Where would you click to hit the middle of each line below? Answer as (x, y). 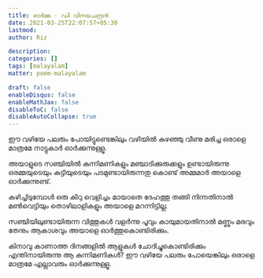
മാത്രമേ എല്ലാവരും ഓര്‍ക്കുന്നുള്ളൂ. (60, 264)
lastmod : (22, 30)
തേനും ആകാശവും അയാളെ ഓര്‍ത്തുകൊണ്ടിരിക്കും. (89, 230)
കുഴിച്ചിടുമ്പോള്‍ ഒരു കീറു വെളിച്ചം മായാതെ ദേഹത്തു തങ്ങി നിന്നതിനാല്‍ (121, 197)
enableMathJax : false (44, 102)
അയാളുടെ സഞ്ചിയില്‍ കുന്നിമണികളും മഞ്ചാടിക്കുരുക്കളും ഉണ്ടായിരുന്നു (119, 164)
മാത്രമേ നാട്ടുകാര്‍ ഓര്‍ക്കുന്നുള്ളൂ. (58, 148)
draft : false (30, 87)
